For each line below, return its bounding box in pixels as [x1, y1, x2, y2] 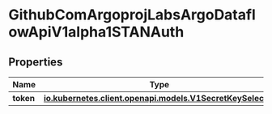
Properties [8, 55, 63, 69]
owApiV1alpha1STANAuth [8, 23, 185, 41]
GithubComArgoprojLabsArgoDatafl [8, 6, 257, 24]
